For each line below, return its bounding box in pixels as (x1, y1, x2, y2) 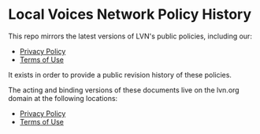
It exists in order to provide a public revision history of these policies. (8, 70, 232, 79)
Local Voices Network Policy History (8, 5, 252, 24)
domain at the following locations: (8, 93, 118, 103)
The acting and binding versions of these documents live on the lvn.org (8, 85, 240, 95)
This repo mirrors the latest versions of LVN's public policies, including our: (8, 31, 252, 41)
